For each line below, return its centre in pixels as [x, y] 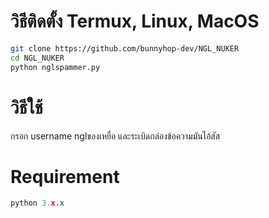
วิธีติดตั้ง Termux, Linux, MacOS [135, 21]
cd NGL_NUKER [37, 58]
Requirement [65, 176]
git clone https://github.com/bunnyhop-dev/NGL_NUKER [125, 48]
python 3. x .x [37, 203]
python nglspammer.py [55, 67]
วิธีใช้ [26, 107]
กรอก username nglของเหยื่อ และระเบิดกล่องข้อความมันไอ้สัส [115, 136]
